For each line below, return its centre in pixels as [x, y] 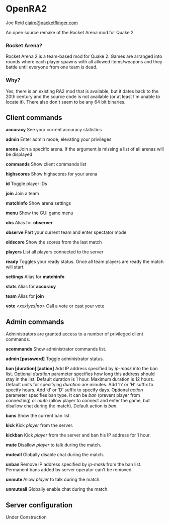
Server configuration [39, 505]
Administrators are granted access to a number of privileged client [75, 334]
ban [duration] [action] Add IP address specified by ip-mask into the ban [82, 369]
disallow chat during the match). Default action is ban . [62, 406]
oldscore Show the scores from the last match [54, 242]
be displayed [19, 154]
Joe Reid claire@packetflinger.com [42, 23]
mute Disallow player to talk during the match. [54, 445]
